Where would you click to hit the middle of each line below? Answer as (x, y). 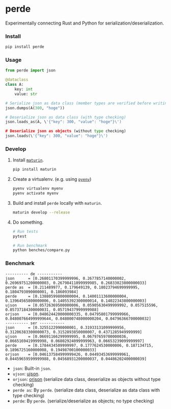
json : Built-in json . (32, 368)
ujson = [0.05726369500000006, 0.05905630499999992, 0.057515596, (82, 305)
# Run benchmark (30, 246)
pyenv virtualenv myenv (38, 189)
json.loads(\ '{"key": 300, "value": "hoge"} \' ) (57, 136)
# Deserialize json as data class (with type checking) (66, 117)
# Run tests (25, 231)
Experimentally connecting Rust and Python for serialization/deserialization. (85, 23)
